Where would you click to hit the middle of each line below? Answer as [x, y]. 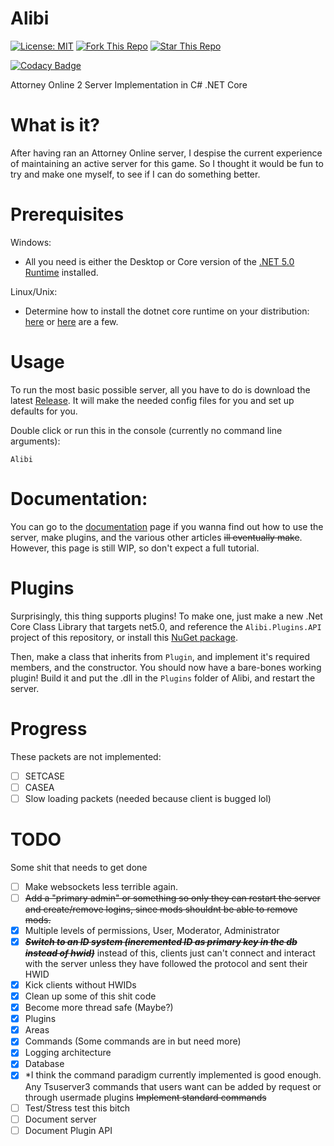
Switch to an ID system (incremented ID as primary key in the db [161, 941]
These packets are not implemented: [86, 756]
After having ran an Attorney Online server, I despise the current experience [166, 153]
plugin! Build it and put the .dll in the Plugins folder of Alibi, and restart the [163, 678]
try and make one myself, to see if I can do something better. [135, 174]
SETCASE [44, 776]
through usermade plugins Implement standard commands [145, 1097]
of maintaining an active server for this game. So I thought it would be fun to [167, 163]
